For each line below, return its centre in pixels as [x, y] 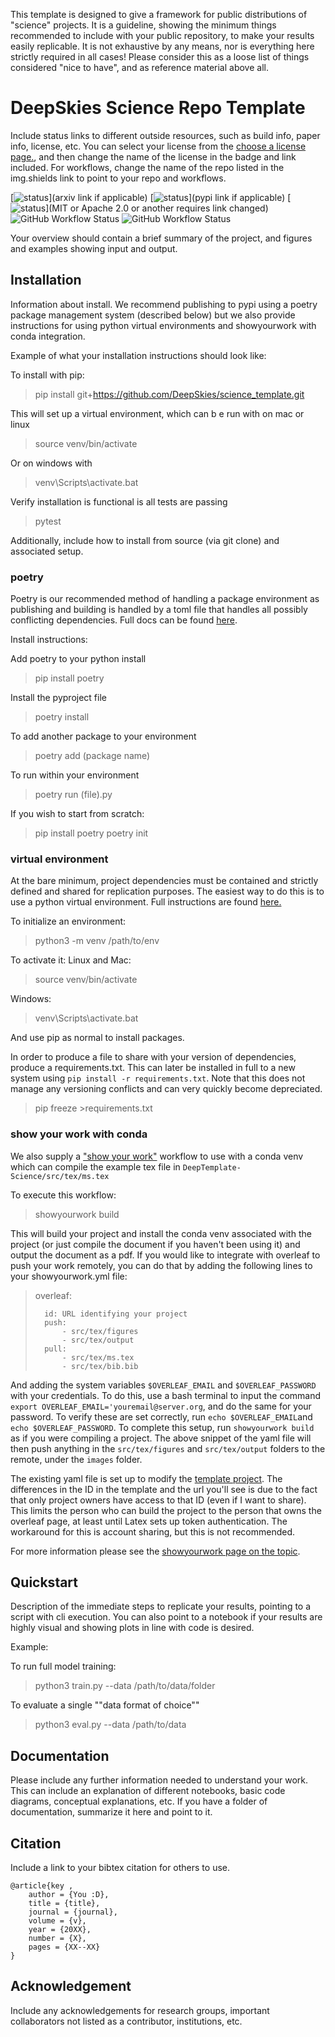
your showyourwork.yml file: [69, 1276]
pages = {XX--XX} [64, 1947]
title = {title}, [64, 1904]
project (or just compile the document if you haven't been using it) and [155, 1244]
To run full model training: [63, 1666]
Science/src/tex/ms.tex [60, 1176]
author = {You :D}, [69, 1895]
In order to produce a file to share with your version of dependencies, [153, 1057]
